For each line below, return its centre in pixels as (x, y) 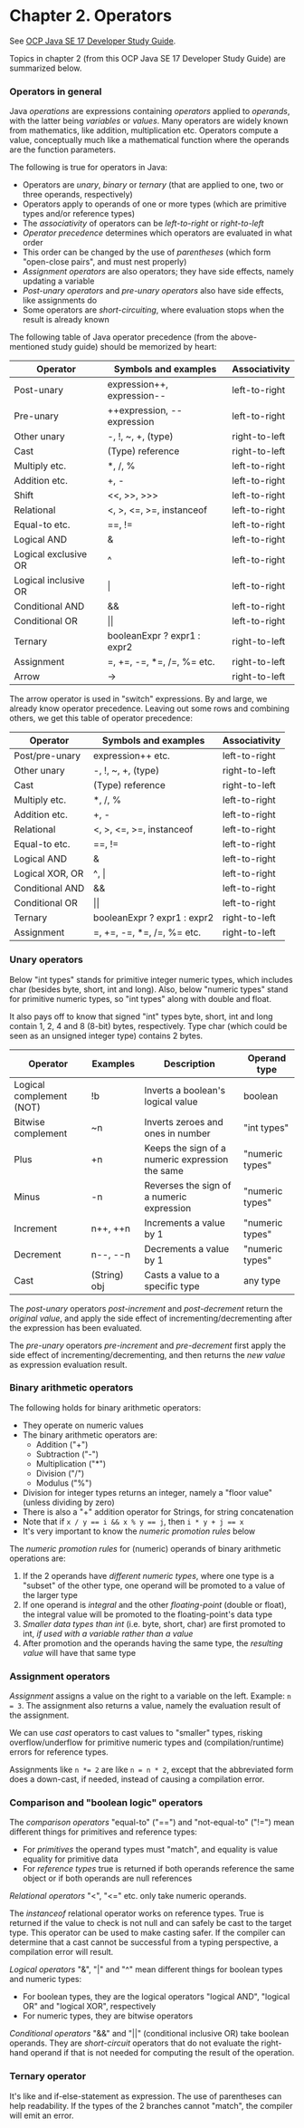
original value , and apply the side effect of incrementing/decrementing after (151, 1318)
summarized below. (46, 68)
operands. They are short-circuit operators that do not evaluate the (134, 2043)
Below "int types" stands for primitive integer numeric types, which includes (151, 979)
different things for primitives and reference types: (103, 1832)
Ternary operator (48, 2076)
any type (262, 1280)
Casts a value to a (182, 1275)
